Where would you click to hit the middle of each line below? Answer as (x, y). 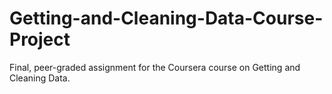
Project (40, 39)
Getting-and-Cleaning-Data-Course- (166, 18)
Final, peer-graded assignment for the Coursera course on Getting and (155, 67)
